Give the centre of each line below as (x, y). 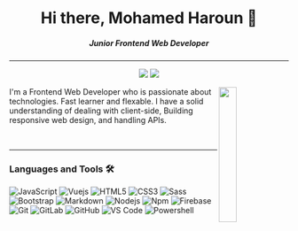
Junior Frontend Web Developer (149, 42)
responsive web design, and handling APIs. (88, 120)
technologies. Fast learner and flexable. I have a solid (106, 102)
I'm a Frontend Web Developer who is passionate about (110, 92)
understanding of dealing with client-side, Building (101, 111)
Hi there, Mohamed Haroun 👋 (149, 18)
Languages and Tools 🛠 (62, 169)
